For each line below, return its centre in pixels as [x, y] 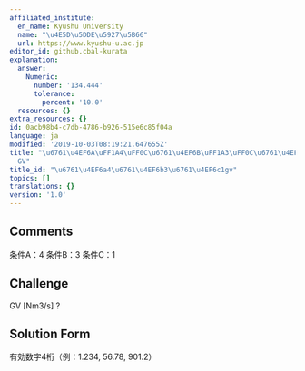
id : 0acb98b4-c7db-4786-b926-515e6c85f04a [91, 128]
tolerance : [54, 93]
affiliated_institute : [52, 18]
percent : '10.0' [73, 102]
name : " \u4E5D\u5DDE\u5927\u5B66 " [83, 34]
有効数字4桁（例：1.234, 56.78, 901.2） [83, 357]
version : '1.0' [38, 195]
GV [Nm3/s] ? [35, 306]
